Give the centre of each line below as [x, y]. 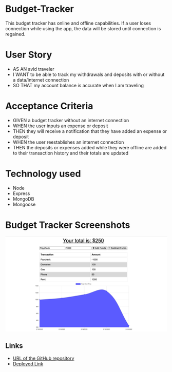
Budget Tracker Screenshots [68, 225]
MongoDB [23, 199]
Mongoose [24, 204]
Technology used [43, 174]
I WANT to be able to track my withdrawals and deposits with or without [89, 74]
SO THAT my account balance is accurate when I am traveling [78, 85]
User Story [29, 55]
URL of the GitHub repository [43, 358]
